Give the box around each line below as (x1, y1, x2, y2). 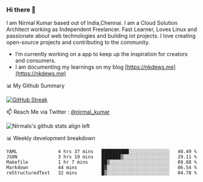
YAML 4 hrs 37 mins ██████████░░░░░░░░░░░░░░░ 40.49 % (6, 149, 198, 155)
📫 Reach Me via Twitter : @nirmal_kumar (6, 108, 110, 116)
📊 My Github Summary (6, 82, 65, 89)
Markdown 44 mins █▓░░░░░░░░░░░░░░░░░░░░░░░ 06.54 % (6, 164, 198, 171)
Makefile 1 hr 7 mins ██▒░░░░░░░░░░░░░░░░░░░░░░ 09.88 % (6, 159, 198, 166)
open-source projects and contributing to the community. (6, 39, 150, 46)
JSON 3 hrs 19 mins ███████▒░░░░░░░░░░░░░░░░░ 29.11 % (6, 154, 198, 160)
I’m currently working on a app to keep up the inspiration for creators (15, 51, 188, 58)
